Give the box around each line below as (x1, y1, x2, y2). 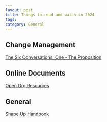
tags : (5, 17, 17, 22)
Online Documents (5, 69, 66, 78)
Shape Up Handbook (5, 111, 49, 117)
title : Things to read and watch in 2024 (5, 12, 95, 17)
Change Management (5, 40, 75, 49)
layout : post (5, 7, 33, 13)
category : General (5, 21, 44, 27)
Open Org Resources (5, 82, 49, 88)
